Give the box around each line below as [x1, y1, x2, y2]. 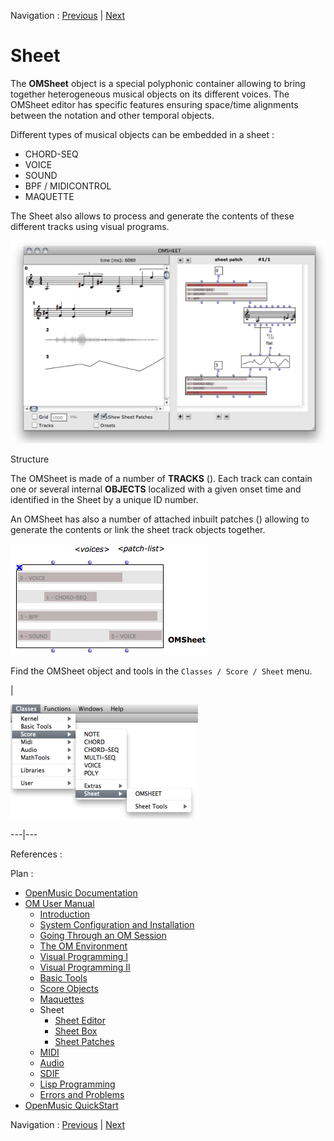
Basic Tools [39, 971, 88, 984]
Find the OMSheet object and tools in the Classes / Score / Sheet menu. [10, 665, 313, 677]
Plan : [10, 867, 34, 879]
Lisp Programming [39, 1078, 116, 1090]
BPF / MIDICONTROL [24, 180, 112, 192]
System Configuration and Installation [39, 918, 195, 930]
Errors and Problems [39, 1088, 125, 1100]
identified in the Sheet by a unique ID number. [10, 493, 199, 505]
